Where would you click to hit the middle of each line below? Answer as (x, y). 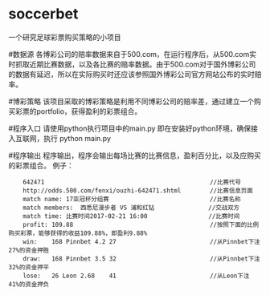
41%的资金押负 (29, 284)
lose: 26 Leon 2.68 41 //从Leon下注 (136, 276)
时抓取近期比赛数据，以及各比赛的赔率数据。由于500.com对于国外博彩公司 (132, 64)
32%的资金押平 (29, 267)
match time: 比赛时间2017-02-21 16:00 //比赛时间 (131, 216)
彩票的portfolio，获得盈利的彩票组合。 (78, 111)
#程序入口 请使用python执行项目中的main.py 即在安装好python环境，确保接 (133, 128)
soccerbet (43, 14)
